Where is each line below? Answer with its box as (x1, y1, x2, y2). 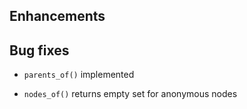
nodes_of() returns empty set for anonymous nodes (23, 88, 238, 100)
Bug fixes (9, 42, 70, 59)
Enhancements (9, 8, 106, 25)
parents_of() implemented (23, 69, 135, 81)
